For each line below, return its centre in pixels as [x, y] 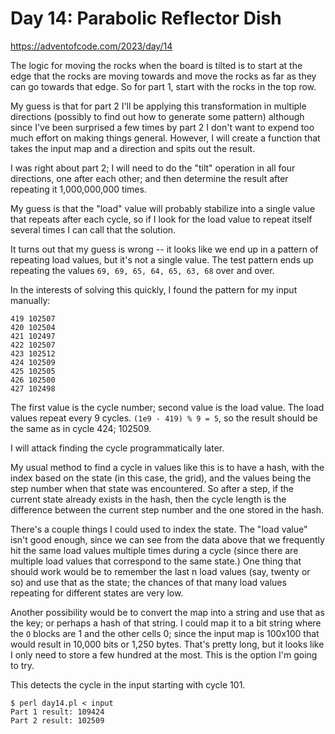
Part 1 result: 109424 [57, 712]
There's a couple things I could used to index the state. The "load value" [159, 529]
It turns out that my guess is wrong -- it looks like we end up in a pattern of [164, 249]
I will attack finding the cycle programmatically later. [117, 448]
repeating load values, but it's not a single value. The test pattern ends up [162, 259]
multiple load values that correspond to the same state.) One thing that [156, 561]
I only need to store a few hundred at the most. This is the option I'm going [164, 654]
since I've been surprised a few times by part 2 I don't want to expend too [162, 127]
